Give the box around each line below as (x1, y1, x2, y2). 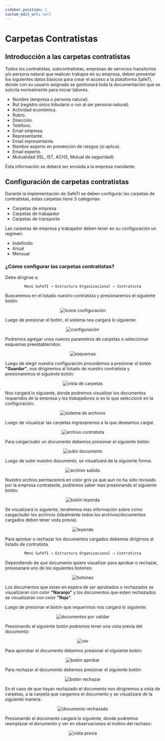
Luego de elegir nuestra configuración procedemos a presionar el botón (5, 360, 152, 366)
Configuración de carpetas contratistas (5, 177, 129, 186)
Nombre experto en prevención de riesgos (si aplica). (12, 143, 121, 149)
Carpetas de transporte (12, 216, 60, 222)
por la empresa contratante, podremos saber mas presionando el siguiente (5, 482, 157, 488)
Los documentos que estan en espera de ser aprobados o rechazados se (5, 584, 154, 590)
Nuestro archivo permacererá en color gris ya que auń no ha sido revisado (5, 477, 156, 483)
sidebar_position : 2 (5, 7, 48, 12)
